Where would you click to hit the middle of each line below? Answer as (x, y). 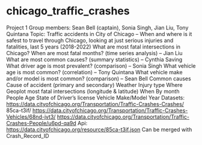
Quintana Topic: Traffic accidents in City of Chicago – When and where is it (99, 34)
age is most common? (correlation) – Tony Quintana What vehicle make (94, 72)
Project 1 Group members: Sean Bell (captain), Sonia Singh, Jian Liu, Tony (97, 28)
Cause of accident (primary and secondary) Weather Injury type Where (95, 84)
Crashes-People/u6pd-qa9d (41, 123)
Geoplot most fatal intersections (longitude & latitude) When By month (93, 91)
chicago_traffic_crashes (68, 11)
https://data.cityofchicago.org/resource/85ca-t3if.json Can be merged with (99, 129)
